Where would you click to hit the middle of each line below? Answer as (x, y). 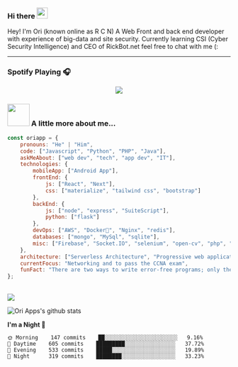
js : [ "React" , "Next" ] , (80, 185)
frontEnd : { (51, 177)
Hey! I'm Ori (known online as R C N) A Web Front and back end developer (116, 31)
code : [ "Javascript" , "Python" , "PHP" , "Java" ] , (93, 151)
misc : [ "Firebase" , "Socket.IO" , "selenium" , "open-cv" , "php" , (130, 243)
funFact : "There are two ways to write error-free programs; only (120, 270)
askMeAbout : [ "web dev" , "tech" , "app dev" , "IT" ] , (98, 158)
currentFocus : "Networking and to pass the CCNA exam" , (104, 263)
